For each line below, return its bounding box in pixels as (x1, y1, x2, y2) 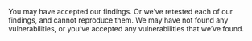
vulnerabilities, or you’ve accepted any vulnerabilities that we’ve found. (8, 24, 244, 33)
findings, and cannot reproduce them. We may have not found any (8, 15, 229, 25)
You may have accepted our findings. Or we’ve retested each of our (8, 7, 233, 16)
